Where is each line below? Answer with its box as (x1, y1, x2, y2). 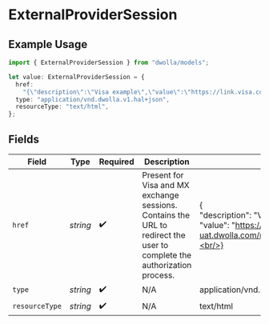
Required (98, 156, 134, 167)
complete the (142, 250, 192, 261)
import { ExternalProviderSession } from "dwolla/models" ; (8, 58, 210, 66)
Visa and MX (142, 179, 190, 190)
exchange (142, 190, 179, 201)
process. (142, 270, 175, 281)
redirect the (142, 230, 186, 241)
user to (142, 239, 169, 250)
